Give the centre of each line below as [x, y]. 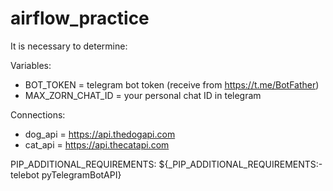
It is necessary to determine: [69, 46]
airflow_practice [80, 18]
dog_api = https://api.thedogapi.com [100, 134]
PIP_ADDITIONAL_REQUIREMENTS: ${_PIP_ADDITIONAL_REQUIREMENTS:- [166, 164]
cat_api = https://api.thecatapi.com [97, 144]
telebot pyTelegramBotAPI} [66, 174]
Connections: [38, 114]
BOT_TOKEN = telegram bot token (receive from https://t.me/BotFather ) [172, 84]
